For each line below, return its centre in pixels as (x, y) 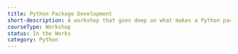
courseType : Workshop (39, 27)
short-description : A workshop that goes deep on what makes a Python (114, 20)
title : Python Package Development (60, 14)
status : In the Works (39, 33)
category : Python (33, 40)
